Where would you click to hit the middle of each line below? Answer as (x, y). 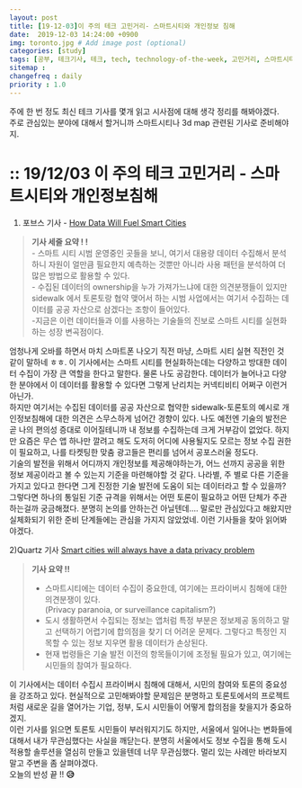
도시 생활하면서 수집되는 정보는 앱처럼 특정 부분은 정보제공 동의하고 (162, 620)
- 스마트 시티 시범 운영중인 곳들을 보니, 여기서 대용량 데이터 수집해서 (151, 253)
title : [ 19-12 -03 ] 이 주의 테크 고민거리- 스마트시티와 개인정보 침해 (122, 26)
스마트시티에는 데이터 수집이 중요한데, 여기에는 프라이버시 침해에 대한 (166, 588)
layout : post (34, 18)
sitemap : (28, 68)
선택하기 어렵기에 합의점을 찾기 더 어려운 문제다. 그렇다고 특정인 (166, 631)
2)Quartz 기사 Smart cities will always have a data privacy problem (132, 550)
